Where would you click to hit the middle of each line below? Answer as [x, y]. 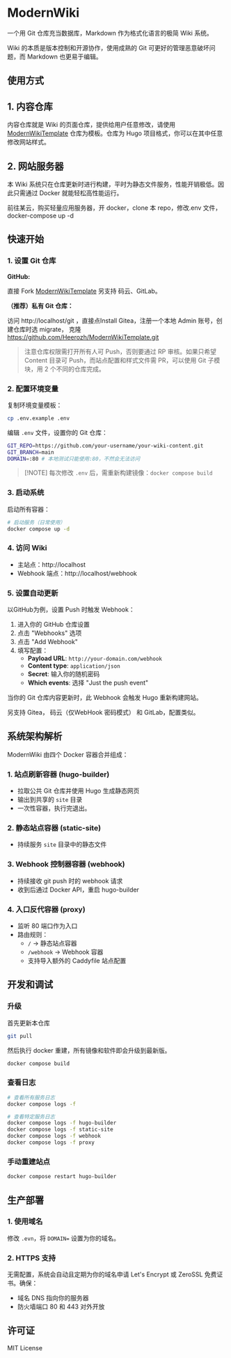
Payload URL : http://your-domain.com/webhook [95, 658]
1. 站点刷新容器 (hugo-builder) [58, 774]
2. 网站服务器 [35, 166]
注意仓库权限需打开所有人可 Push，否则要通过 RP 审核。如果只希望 [120, 351]
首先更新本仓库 [29, 1023]
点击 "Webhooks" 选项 [49, 633]
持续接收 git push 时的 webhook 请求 [70, 880]
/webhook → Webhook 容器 [65, 952]
